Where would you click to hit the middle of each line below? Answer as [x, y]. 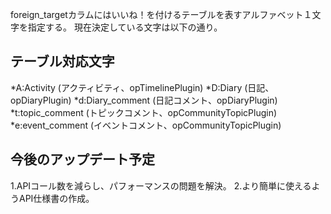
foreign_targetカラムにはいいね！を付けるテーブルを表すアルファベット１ [161, 14]
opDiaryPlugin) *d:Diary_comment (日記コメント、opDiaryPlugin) [144, 100]
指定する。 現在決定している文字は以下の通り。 [125, 27]
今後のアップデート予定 [82, 159]
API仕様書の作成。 [56, 198]
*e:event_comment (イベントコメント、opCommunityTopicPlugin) [146, 125]
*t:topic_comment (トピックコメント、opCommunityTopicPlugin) [144, 112]
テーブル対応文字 [62, 61]
